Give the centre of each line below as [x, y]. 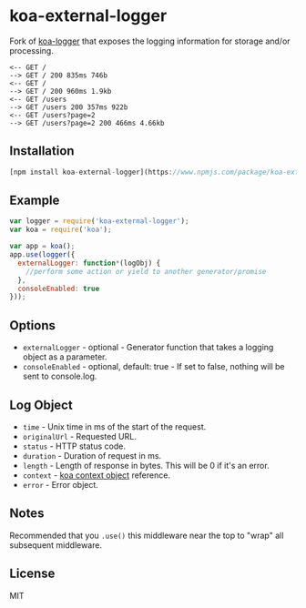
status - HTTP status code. [74, 446]
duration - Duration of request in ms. [92, 455]
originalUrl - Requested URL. [79, 436]
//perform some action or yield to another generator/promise [146, 271]
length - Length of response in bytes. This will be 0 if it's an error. [146, 465]
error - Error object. [60, 484]
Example [35, 201]
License [32, 574]
